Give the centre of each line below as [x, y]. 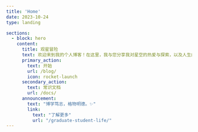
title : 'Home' [24, 11]
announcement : [39, 99]
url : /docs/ [42, 93]
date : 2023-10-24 [27, 17]
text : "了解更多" [52, 115]
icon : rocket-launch [52, 77]
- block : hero [29, 39]
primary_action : [42, 60]
